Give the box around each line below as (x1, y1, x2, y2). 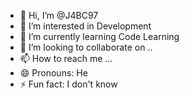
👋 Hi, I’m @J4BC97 (19, 10, 99, 21)
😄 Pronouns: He (19, 67, 88, 79)
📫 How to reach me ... (19, 53, 113, 64)
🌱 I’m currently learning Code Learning (19, 31, 180, 42)
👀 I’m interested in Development (19, 20, 152, 32)
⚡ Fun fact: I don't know (19, 78, 118, 90)
